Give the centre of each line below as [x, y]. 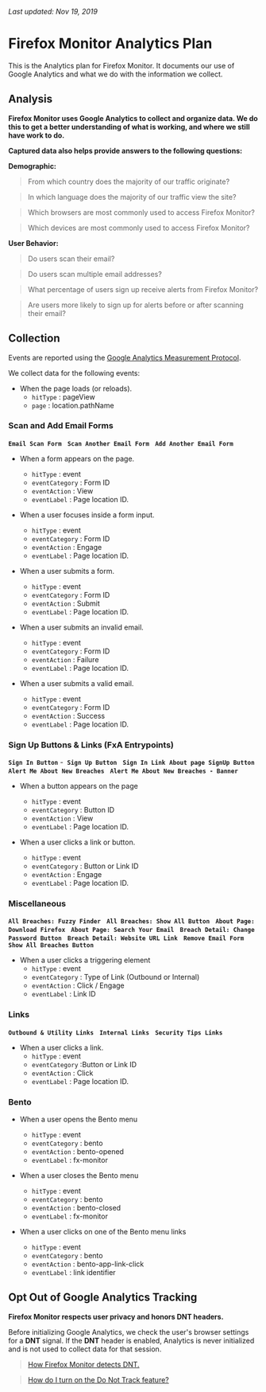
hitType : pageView [63, 396]
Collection [34, 339]
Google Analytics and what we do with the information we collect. [116, 74]
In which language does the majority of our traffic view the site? [132, 197]
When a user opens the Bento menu [79, 1119]
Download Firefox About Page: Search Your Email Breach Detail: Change [132, 930]
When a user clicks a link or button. [77, 842]
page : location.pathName [73, 405]
